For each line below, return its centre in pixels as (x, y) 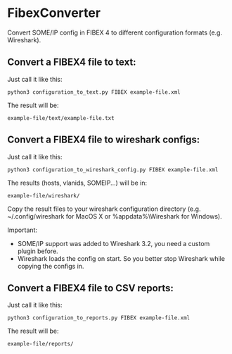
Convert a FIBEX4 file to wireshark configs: (104, 140)
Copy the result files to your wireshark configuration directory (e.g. (104, 209)
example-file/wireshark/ (44, 195)
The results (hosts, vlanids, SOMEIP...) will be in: (77, 183)
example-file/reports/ (40, 344)
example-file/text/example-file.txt (61, 118)
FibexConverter (54, 13)
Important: (22, 230)
